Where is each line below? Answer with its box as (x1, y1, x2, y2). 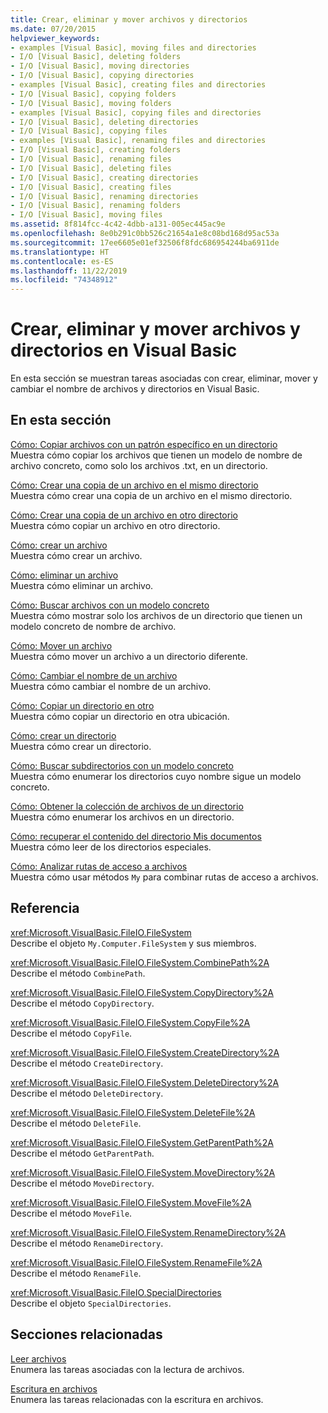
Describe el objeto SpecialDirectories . (10, 1297, 172, 1309)
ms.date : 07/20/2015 (10, 24, 97, 34)
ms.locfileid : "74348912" (10, 275, 118, 285)
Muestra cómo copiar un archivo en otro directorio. (10, 519, 221, 531)
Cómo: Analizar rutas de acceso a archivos (10, 860, 188, 872)
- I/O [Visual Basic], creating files (10, 182, 172, 192)
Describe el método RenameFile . (10, 1267, 142, 1279)
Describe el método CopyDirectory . (10, 997, 155, 1009)
